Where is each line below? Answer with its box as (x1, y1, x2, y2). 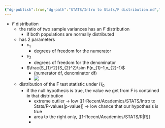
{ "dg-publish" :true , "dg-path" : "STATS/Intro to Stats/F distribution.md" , (4, 7, 160, 12)
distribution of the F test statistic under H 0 (19, 81, 105, 89)
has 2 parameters (19, 36, 55, 42)
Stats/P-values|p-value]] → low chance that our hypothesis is (33, 103, 159, 109)
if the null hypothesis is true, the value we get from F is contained (26, 88, 160, 94)
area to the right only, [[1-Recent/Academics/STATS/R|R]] (33, 114, 151, 120)
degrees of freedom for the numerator (33, 48, 111, 54)
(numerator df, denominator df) (33, 70, 97, 76)
